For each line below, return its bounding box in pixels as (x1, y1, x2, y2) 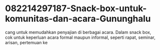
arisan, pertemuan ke (5, 39, 48, 45)
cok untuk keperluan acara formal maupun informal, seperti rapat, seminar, (5, 34, 156, 40)
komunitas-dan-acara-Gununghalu (5, 13, 151, 24)
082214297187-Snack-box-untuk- (5, 3, 147, 14)
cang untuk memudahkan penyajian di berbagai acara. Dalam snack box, (5, 29, 151, 35)
